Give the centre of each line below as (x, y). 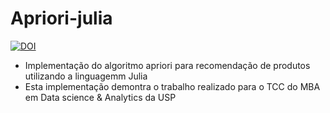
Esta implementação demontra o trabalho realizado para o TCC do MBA (172, 86)
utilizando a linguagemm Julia (86, 76)
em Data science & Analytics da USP (100, 97)
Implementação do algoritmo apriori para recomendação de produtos (167, 65)
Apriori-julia (61, 18)
